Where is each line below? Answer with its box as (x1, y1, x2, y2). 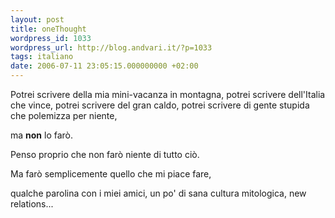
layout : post (10, 14, 65, 25)
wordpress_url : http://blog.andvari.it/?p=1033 (10, 42, 213, 53)
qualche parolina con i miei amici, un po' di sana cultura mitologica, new (10, 187, 307, 199)
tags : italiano (10, 52, 74, 62)
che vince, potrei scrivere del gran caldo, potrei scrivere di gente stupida (10, 99, 310, 111)
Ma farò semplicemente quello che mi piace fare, (10, 168, 212, 180)
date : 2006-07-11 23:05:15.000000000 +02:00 (10, 61, 199, 71)
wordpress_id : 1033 (10, 33, 92, 43)
